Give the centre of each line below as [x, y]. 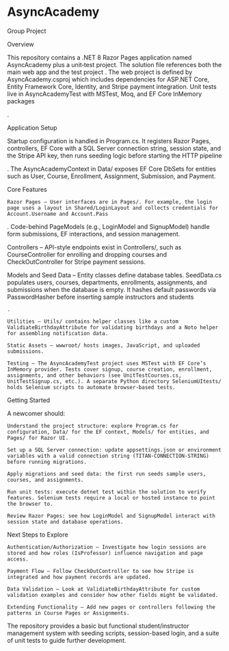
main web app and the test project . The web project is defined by [100, 72]
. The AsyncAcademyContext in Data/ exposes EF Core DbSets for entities [112, 169]
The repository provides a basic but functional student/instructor [98, 626]
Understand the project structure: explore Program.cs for [93, 426]
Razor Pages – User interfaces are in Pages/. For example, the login [110, 202]
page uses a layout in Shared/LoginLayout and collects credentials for [113, 208]
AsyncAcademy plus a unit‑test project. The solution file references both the [114, 64]
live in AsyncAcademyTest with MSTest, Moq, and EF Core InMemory [105, 94]
